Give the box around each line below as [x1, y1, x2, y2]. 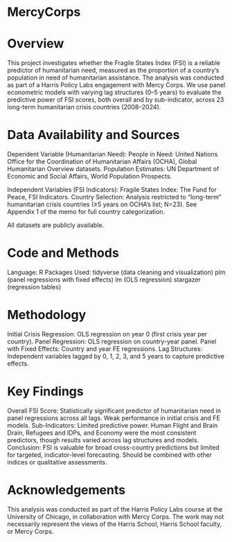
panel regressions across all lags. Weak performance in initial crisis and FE [7, 413, 220, 422]
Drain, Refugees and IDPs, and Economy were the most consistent [7, 428, 197, 437]
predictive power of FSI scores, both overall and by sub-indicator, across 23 [7, 96, 224, 104]
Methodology [7, 307, 87, 323]
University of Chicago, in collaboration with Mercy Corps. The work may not [7, 512, 224, 521]
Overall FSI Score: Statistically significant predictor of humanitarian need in [7, 406, 222, 415]
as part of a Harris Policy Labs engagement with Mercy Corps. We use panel [7, 81, 226, 89]
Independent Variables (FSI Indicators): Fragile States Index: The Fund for [7, 186, 217, 194]
